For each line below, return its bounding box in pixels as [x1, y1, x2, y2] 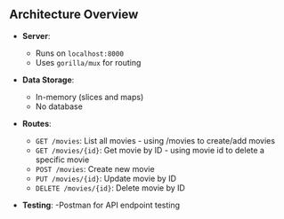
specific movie [35, 154, 90, 165]
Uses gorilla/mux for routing [35, 57, 142, 67]
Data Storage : [21, 74, 75, 85]
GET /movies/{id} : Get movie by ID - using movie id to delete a [35, 145, 265, 155]
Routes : [21, 118, 52, 129]
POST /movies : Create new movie [35, 163, 155, 174]
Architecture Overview [9, 7, 139, 22]
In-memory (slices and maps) [35, 91, 144, 102]
